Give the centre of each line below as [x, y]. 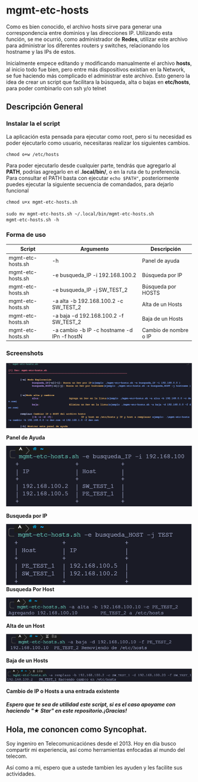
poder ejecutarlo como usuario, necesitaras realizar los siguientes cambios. [98, 143]
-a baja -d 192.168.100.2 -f [88, 315]
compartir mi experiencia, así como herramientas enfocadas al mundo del [96, 750]
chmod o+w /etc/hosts [33, 154]
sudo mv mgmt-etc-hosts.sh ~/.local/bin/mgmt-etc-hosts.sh [80, 214]
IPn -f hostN [67, 336]
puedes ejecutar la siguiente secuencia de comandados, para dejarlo [90, 184]
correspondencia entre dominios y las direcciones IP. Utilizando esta [89, 32]
